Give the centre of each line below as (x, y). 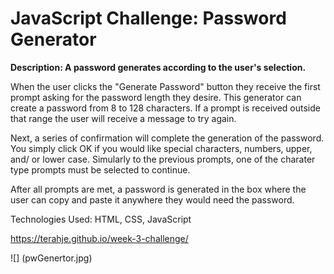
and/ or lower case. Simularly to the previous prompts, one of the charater (163, 159)
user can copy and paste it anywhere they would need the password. (152, 199)
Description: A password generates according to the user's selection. (158, 67)
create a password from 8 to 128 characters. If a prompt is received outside (165, 108)
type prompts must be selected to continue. (100, 169)
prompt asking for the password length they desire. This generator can (156, 97)
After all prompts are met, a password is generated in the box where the (158, 189)
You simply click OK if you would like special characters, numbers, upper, (161, 148)
